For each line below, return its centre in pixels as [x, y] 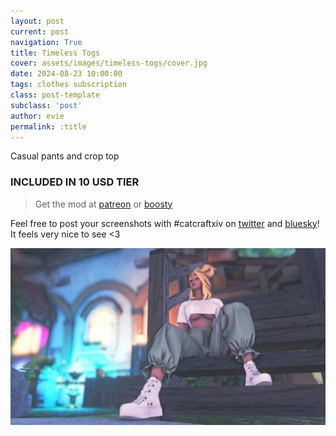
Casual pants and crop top [65, 156]
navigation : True [46, 42]
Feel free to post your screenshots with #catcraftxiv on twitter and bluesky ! [165, 223]
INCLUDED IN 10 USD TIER [75, 182]
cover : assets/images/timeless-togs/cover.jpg [109, 63]
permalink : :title [48, 126]
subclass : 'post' [46, 105]
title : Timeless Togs [55, 53]
